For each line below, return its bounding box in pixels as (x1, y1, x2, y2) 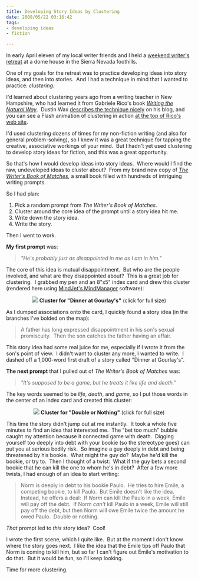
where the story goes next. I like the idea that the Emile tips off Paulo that (6, 542, 186, 550)
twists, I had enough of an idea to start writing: (6, 471, 120, 478)
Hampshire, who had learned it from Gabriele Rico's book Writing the (6, 100, 174, 107)
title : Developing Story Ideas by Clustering (6, 8, 120, 15)
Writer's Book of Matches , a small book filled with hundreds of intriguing (6, 173, 182, 180)
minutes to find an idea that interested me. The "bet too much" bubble (6, 426, 178, 434)
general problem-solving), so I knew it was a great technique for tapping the (6, 136, 191, 143)
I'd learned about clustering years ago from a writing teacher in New (6, 94, 172, 101)
